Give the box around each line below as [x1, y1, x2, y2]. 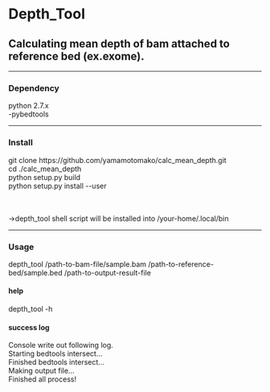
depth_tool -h [8, 304, 53, 314]
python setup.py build [8, 172, 81, 182]
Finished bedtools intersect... [8, 357, 104, 367]
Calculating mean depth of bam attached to [8, 37, 231, 51]
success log [8, 322, 50, 332]
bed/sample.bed [8, 267, 63, 277]
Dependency [8, 82, 60, 93]
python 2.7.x [8, 101, 50, 111]
